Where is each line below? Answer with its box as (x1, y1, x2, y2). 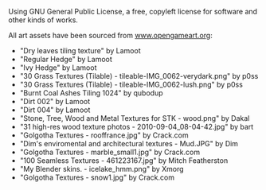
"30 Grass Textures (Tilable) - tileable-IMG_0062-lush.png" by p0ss (19, 79, 243, 89)
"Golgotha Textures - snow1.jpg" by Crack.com (19, 173, 175, 182)
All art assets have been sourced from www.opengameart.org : (8, 31, 213, 40)
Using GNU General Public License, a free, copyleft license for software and (8, 7, 257, 16)
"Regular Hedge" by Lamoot (19, 55, 113, 64)
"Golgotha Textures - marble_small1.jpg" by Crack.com (19, 147, 201, 157)
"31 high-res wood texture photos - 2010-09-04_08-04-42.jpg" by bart (19, 122, 254, 131)
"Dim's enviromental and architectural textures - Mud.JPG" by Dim (19, 139, 239, 148)
